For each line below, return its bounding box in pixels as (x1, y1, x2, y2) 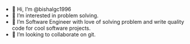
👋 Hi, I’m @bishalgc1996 (11, 6, 71, 12)
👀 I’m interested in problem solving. (11, 12, 99, 19)
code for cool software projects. (11, 24, 91, 32)
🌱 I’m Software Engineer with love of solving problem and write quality (11, 18, 185, 25)
